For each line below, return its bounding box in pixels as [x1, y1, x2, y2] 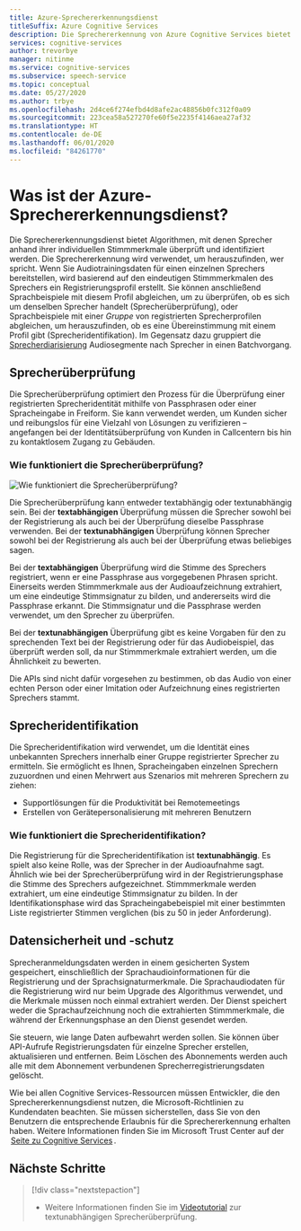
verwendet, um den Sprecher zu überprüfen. [9, 610, 175, 620]
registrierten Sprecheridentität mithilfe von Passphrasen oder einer [9, 399, 257, 409]
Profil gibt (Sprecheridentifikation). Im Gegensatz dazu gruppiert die [9, 330, 261, 340]
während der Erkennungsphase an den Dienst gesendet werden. [9, 1014, 249, 1024]
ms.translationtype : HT [9, 122, 99, 131]
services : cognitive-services [9, 38, 123, 48]
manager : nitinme [9, 55, 75, 64]
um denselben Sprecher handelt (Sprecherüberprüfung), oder [9, 301, 239, 312]
